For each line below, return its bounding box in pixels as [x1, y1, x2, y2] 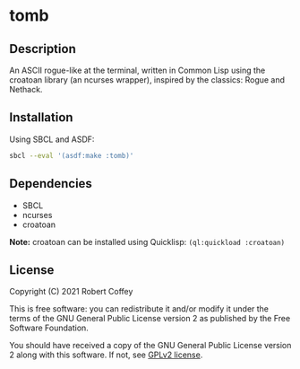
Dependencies [9, 176, 92, 191]
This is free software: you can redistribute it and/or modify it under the [9, 303, 270, 314]
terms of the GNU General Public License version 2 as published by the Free [9, 313, 291, 324]
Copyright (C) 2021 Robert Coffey [9, 286, 133, 297]
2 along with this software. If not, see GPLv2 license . [9, 349, 203, 360]
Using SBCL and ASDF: [9, 134, 95, 145]
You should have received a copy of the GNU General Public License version [9, 340, 292, 351]
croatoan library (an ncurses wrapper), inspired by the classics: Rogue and [9, 75, 285, 85]
